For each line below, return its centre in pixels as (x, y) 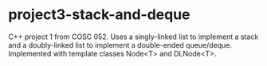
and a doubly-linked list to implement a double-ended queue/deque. (120, 45)
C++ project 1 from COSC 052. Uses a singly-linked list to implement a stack (133, 37)
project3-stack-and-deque (99, 15)
